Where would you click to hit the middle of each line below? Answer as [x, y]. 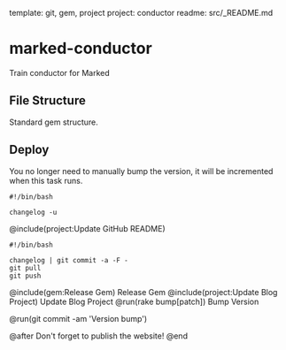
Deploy [29, 150]
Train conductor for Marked [60, 72]
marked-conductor [81, 49]
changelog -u [33, 212]
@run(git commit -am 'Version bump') [78, 318]
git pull [25, 268]
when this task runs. [46, 180]
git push [25, 276]
